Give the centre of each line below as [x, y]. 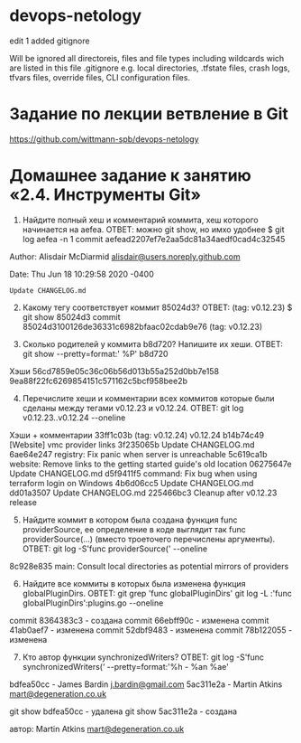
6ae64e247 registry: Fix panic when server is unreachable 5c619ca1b [138, 454]
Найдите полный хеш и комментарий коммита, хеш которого [140, 220]
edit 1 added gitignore [50, 41]
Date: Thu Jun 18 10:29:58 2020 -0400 [82, 274]
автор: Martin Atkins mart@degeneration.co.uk [97, 729]
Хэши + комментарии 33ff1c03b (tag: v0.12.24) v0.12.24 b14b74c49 [137, 435]
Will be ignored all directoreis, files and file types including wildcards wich [147, 58]
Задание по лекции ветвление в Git [149, 114]
